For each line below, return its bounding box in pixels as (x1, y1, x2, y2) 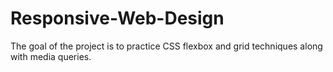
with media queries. (10, 50, 92, 62)
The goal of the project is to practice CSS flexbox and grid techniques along (10, 40, 323, 52)
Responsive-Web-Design (10, 7, 225, 30)
